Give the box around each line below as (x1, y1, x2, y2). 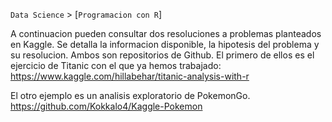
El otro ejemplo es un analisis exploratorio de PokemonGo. (10, 90, 251, 101)
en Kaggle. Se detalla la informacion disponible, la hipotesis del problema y (10, 39, 320, 50)
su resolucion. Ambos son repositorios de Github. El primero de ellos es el (10, 49, 315, 61)
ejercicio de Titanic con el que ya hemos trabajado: (10, 60, 222, 71)
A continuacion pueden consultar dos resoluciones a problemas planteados (10, 28, 322, 39)
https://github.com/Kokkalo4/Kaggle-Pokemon (10, 100, 203, 112)
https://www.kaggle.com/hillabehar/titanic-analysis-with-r (10, 70, 250, 82)
